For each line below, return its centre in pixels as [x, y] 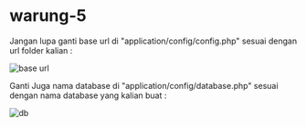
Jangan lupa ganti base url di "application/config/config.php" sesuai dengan [153, 41]
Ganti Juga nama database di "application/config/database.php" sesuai [144, 85]
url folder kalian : [41, 50]
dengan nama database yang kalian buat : [88, 95]
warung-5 [48, 16]
